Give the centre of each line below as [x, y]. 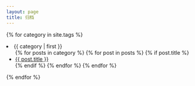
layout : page [22, 12]
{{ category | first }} [38, 46]
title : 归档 [20, 17]
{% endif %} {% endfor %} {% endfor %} [66, 65]
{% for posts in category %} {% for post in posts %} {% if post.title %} [102, 52]
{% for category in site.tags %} [45, 34]
